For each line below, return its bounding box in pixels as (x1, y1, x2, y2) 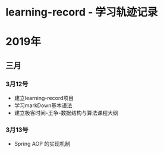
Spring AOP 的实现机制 (14, 140, 71, 148)
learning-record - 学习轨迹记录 (5, 5, 158, 19)
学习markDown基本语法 (14, 102, 72, 109)
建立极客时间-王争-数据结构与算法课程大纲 (14, 110, 118, 117)
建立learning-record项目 (14, 95, 74, 102)
